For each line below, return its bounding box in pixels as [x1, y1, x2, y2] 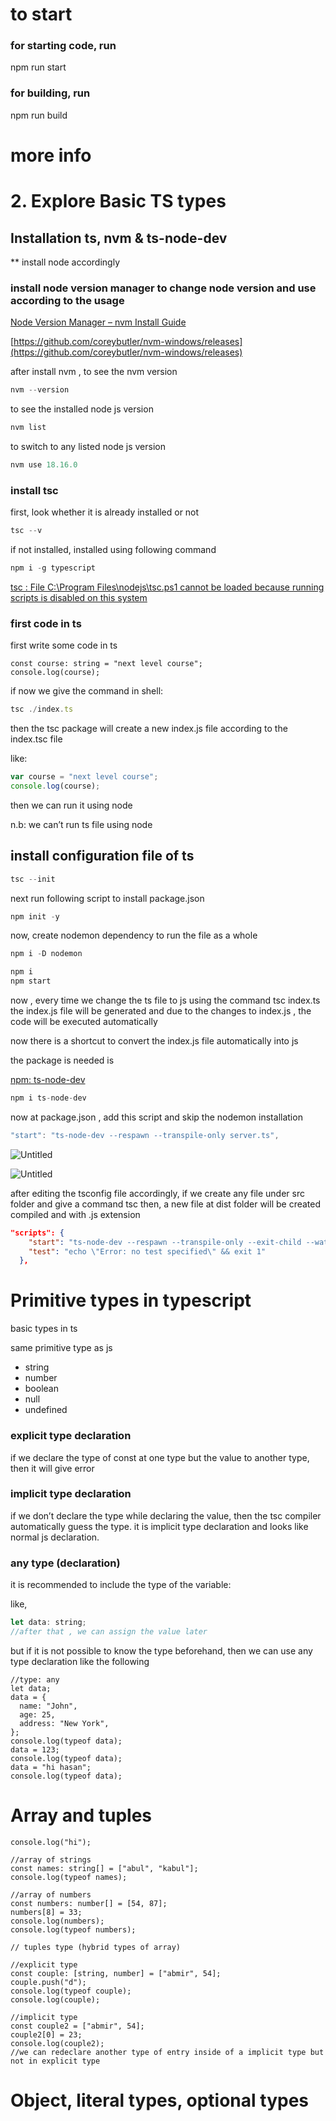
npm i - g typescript [10, 563, 97, 573]
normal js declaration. [10, 1531, 100, 1543]
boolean [24, 1383, 59, 1395]
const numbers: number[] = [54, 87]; [10, 1898, 168, 1908]
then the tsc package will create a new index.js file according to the [10, 723, 288, 735]
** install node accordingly [10, 256, 121, 268]
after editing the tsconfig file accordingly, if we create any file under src [10, 1187, 305, 1199]
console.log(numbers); [10, 1916, 105, 1926]
